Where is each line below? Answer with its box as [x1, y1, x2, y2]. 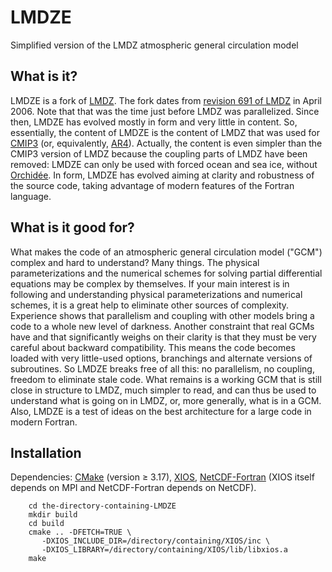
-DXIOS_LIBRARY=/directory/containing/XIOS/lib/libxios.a [41, 545, 288, 555]
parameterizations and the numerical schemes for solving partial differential [10, 267, 323, 279]
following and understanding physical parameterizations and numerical [10, 288, 303, 300]
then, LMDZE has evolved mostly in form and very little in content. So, [10, 116, 298, 128]
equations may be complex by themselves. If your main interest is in [10, 277, 290, 290]
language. [10, 190, 52, 202]
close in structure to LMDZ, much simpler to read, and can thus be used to [10, 384, 317, 396]
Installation [10, 444, 82, 461]
